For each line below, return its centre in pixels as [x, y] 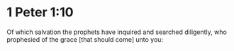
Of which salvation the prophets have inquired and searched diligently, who [117, 32]
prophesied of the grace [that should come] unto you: [85, 39]
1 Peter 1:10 [40, 12]
